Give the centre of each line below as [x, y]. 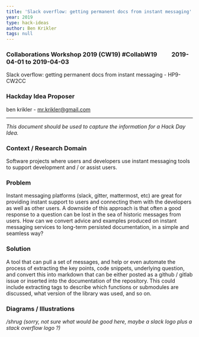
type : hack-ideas [28, 23]
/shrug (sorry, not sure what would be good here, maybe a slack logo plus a [99, 322]
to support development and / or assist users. [62, 167]
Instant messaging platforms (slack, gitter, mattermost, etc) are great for [94, 196]
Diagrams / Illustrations [41, 309]
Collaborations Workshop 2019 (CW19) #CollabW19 [82, 55]
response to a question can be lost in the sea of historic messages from [94, 215]
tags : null [20, 34]
